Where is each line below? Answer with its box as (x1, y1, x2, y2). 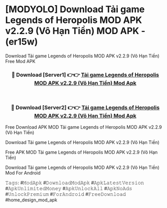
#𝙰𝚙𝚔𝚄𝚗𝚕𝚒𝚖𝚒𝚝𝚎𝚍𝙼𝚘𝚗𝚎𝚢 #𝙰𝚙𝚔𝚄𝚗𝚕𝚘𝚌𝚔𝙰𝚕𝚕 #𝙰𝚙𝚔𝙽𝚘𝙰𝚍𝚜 (5, 185, 132, 191)
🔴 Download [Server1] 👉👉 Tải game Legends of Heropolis (11, 71, 159, 78)
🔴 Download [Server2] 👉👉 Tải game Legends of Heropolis (11, 104, 160, 111)
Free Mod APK (5, 58, 36, 64)
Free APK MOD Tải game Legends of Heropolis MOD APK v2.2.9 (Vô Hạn (5, 149, 158, 155)
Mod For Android (5, 169, 41, 176)
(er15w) (5, 36, 38, 48)
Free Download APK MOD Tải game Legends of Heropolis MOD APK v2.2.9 (5, 124, 162, 130)
